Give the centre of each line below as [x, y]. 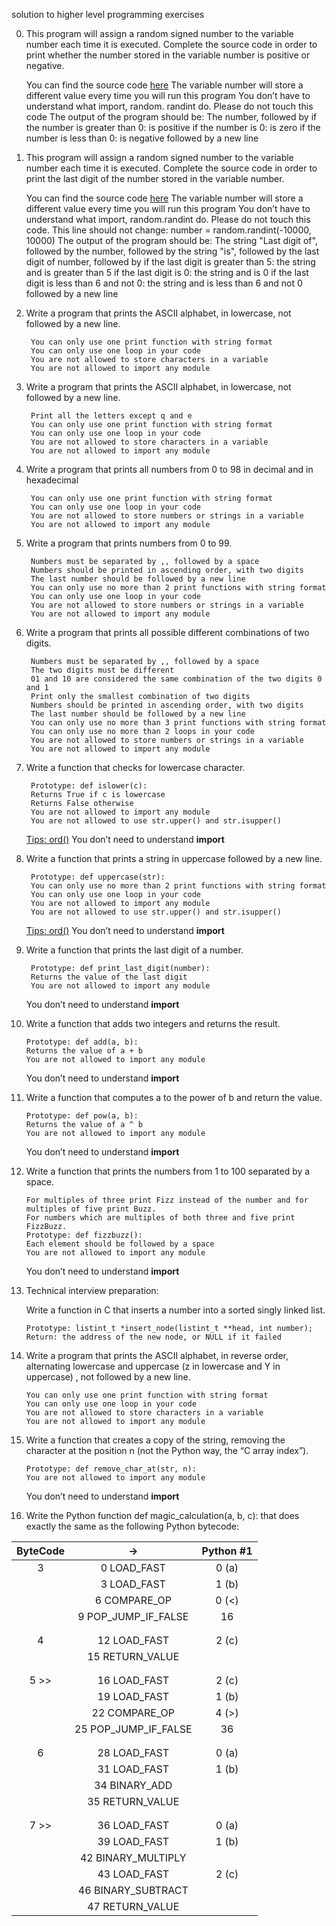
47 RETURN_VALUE [133, 1906]
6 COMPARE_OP [133, 1600]
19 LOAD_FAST [133, 1696]
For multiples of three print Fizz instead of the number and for [167, 1200]
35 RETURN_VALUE [133, 1801]
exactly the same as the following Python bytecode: [132, 1526]
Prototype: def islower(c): [89, 786]
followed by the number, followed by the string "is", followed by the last [172, 251]
